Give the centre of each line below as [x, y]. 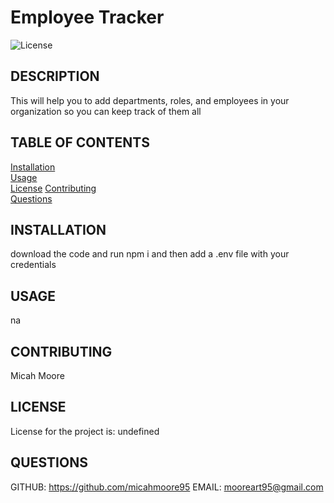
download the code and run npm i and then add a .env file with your [150, 254]
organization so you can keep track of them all [106, 111]
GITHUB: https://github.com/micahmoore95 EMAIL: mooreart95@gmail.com [167, 487]
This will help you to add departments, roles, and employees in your [150, 100]
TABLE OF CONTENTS [80, 142]
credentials [33, 265]
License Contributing [53, 188]
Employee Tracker [87, 17]
